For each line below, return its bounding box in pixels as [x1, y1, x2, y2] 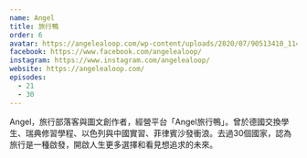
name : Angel [9, 13, 55, 23]
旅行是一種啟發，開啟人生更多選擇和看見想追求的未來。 [9, 139, 217, 150]
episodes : [9, 73, 48, 82]
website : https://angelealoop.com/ [9, 65, 145, 74]
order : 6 [9, 30, 43, 39]
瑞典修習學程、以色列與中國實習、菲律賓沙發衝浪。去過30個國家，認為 [25, 127, 292, 138]
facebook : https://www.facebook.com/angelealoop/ [9, 47, 203, 57]
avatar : [9, 38, 39, 48]
